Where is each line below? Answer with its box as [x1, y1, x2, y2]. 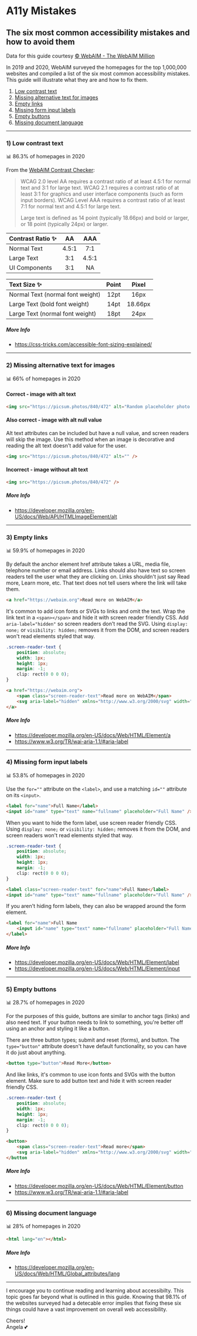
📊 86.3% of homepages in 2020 [6, 153, 85, 160]
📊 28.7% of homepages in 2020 [6, 999, 85, 1006]
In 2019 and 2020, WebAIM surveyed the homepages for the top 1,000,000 [6, 64, 186, 71]
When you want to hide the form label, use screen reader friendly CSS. [6, 819, 177, 826]
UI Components [9, 264, 52, 272]
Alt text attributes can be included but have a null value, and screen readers [6, 429, 189, 436]
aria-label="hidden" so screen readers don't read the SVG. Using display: [6, 620, 188, 627]
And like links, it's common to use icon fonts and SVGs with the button [6, 1071, 176, 1078]
